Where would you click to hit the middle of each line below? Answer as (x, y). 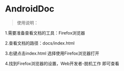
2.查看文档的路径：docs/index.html (40, 43)
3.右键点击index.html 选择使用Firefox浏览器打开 (52, 53)
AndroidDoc (30, 9)
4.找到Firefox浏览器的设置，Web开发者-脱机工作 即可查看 (62, 63)
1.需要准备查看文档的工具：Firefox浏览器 (45, 33)
